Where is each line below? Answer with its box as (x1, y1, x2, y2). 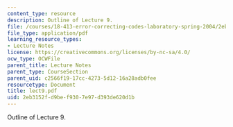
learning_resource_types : (7, 36, 82, 43)
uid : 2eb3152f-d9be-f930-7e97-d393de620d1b (7, 94, 135, 101)
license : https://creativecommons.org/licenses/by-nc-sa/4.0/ (7, 49, 191, 56)
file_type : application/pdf (7, 29, 89, 37)
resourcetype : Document (7, 81, 76, 88)
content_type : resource (7, 10, 76, 17)
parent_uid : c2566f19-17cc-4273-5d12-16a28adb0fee (7, 74, 157, 82)
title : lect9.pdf (7, 87, 58, 94)
